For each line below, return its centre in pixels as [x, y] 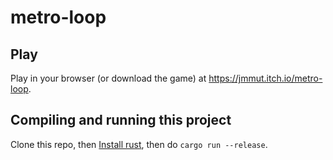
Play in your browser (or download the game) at [108, 78]
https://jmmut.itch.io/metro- [265, 78]
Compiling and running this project [121, 120]
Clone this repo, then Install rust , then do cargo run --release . [139, 144]
